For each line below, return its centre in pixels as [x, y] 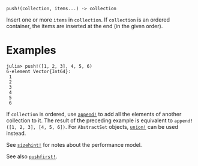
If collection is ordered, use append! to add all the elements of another [94, 114]
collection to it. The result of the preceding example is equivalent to [89, 120]
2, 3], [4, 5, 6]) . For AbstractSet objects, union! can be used [99, 126]
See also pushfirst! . [32, 156]
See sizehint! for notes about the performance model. [74, 144]
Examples [31, 50]
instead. [16, 133]
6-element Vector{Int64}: [38, 71]
